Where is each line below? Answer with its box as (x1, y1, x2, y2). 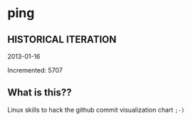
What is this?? (7, 87, 72, 99)
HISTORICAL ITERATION (7, 33, 117, 46)
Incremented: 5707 (7, 66, 63, 74)
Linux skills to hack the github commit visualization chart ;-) (7, 105, 185, 114)
